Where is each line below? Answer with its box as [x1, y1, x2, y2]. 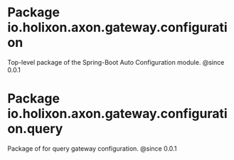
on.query [7, 121, 63, 137]
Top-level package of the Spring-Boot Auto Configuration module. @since [7, 58, 225, 66]
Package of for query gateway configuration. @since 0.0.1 [7, 144, 177, 153]
